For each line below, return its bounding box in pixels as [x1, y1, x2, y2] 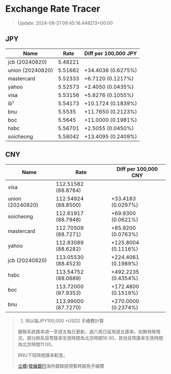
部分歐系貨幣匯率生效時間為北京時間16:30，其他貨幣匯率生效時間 [26, 335, 163, 341]
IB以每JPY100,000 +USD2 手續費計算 [25, 317, 104, 324]
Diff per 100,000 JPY [84, 49, 137, 57]
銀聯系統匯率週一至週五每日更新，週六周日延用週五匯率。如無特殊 [17, 328, 156, 334]
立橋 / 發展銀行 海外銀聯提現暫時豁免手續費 [17, 363, 104, 369]
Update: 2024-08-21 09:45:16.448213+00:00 [17, 20, 113, 26]
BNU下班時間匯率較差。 [17, 352, 68, 358]
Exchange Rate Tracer [5, 3, 101, 15]
